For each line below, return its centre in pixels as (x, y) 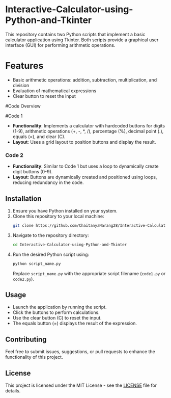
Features (24, 66)
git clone (23, 225)
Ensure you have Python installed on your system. (65, 210)
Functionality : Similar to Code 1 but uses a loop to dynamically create (85, 166)
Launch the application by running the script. (60, 307)
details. (13, 391)
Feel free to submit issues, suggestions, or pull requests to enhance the (80, 352)
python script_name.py (37, 263)
